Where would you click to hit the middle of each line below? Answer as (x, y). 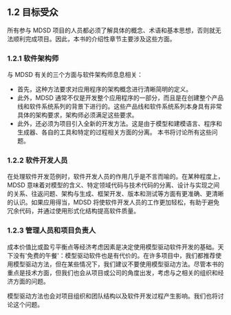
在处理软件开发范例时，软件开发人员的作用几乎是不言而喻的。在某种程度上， (115, 177)
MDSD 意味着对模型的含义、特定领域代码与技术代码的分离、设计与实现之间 (113, 185)
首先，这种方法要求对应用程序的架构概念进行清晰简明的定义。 (104, 89)
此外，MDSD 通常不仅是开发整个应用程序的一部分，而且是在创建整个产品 (120, 98)
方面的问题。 (31, 281)
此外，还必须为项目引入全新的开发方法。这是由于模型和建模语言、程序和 (119, 124)
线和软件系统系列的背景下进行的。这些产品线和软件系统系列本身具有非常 (119, 107)
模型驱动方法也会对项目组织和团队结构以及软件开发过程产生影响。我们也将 (112, 296)
